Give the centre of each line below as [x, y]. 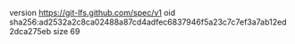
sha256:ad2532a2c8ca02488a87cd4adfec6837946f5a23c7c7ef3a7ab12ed [148, 22]
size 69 [67, 31]
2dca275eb [30, 31]
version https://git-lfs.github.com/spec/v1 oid [93, 13]
